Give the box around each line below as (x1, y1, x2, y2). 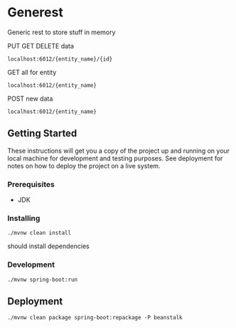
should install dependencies (7, 242, 90, 250)
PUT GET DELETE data (7, 41, 75, 50)
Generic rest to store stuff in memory (7, 28, 116, 36)
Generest (7, 4, 64, 21)
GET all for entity (7, 68, 57, 76)
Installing (7, 213, 41, 223)
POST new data (7, 94, 53, 103)
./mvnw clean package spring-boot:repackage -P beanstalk (7, 314, 183, 322)
